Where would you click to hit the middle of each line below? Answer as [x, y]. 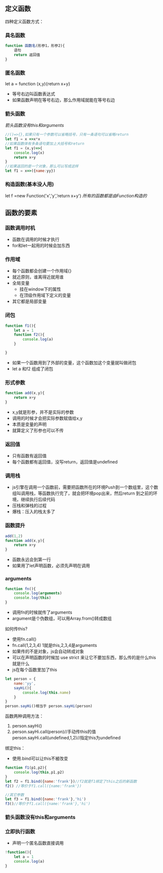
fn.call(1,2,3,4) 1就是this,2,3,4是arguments [54, 645]
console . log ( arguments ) [38, 593]
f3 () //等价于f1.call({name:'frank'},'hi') [48, 804]
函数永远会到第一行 [31, 560]
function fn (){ [20, 589]
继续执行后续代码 [38, 499]
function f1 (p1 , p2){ [26, 768]
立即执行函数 [20, 831]
